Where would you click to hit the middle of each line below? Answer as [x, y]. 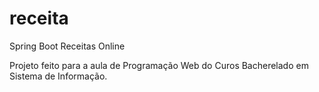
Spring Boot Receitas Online [67, 46]
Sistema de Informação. [58, 76]
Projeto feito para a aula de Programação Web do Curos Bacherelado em [159, 65]
